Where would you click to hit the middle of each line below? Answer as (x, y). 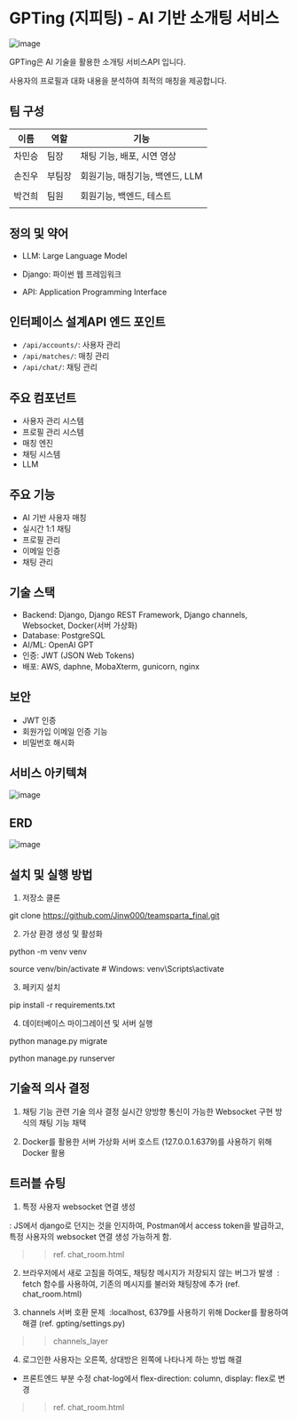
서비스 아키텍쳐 (48, 773)
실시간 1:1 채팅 (47, 529)
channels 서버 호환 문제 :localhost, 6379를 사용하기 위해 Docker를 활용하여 (155, 1312)
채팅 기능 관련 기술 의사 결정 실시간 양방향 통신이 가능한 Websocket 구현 (147, 1111)
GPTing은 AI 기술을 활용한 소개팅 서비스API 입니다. (98, 61)
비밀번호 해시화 (48, 742)
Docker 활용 (43, 1152)
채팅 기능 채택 (63, 1122)
